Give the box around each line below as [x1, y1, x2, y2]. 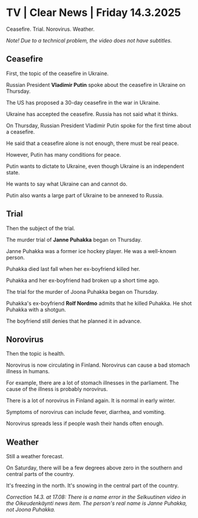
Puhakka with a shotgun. [6, 306, 66, 313]
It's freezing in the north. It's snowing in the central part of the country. [6, 482, 179, 489]
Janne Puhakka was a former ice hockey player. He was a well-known [6, 247, 177, 254]
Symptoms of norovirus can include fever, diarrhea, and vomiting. [6, 409, 165, 416]
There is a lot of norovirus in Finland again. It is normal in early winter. [6, 397, 176, 404]
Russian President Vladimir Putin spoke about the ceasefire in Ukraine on [6, 81, 186, 88]
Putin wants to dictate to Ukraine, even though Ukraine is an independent [6, 163, 184, 170]
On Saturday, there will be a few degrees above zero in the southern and [6, 464, 183, 471]
